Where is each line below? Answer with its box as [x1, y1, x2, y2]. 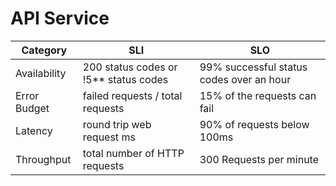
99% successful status [199, 60, 308, 74]
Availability [15, 66, 67, 80]
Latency [15, 123, 53, 137]
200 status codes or [82, 60, 178, 74]
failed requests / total [82, 88, 183, 102]
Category [21, 43, 68, 57]
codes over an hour [199, 72, 292, 86]
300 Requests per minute [199, 152, 319, 166]
